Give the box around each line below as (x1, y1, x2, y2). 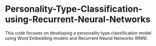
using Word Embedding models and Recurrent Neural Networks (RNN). (5, 35, 149, 41)
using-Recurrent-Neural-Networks (5, 14, 151, 25)
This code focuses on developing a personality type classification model (5, 30, 152, 36)
